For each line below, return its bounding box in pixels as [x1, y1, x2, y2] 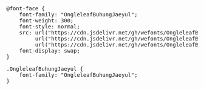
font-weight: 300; [19, 18, 74, 24]
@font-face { [6, 5, 46, 11]
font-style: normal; [19, 24, 80, 30]
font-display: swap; [19, 48, 80, 54]
